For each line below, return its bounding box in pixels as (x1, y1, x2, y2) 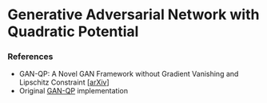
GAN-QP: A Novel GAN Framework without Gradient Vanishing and (18, 69, 239, 79)
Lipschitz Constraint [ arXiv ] (18, 77, 110, 87)
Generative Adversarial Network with (7, 6, 260, 24)
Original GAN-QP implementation (18, 86, 129, 96)
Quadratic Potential (7, 22, 139, 41)
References (7, 51, 54, 62)
